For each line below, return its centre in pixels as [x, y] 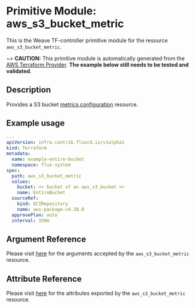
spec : [13, 170]
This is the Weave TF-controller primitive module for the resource [87, 40]
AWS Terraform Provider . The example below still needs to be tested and [97, 65]
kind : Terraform [26, 148]
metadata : [19, 154]
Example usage [35, 123]
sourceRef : [25, 198]
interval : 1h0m [31, 221]
